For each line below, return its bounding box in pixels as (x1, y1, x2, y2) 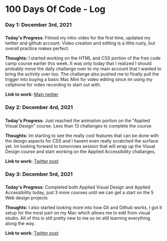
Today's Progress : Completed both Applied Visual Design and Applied (5, 184, 150, 190)
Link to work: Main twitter (5, 91, 58, 97)
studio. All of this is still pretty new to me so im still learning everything (5, 215, 150, 221)
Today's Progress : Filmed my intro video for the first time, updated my (5, 35, 151, 41)
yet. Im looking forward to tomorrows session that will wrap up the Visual (5, 143, 155, 149)
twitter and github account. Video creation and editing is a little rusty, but (5, 40, 155, 46)
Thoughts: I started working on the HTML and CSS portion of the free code (5, 55, 161, 61)
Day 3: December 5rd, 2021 (5, 170, 73, 177)
